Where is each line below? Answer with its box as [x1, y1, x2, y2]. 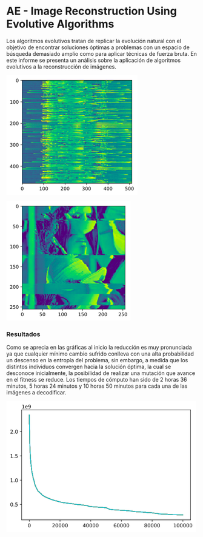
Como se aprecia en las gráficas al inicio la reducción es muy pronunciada [6, 344, 192, 351]
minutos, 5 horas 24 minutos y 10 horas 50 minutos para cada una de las [6, 382, 188, 390]
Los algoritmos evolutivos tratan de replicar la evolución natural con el [6, 37, 182, 44]
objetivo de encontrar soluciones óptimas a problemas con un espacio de [6, 44, 190, 51]
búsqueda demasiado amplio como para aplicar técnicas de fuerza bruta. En [6, 50, 197, 57]
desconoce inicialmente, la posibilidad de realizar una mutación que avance [6, 370, 196, 377]
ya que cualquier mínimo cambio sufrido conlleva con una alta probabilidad [6, 350, 194, 357]
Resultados [6, 329, 41, 338]
